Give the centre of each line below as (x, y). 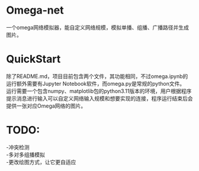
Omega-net (35, 10)
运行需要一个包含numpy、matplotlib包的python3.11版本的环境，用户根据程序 (99, 91)
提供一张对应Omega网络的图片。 (46, 106)
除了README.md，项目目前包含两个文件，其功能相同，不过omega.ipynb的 (97, 76)
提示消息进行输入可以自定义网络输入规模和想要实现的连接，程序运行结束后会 (99, 98)
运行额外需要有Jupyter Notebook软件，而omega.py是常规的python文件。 (96, 83)
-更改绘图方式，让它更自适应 (41, 162)
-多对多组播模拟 (26, 154)
